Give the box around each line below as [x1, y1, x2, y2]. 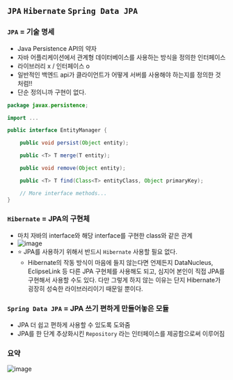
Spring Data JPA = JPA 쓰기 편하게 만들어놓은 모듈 [7, 303, 169, 313]
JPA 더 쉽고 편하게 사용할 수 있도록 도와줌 [17, 321, 131, 329]
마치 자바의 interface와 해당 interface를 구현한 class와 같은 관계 [17, 231, 193, 239]
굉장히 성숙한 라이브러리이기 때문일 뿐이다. [27, 284, 144, 293]
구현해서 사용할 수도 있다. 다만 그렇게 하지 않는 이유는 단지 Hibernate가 [27, 275, 221, 284]
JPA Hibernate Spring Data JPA [7, 6, 138, 16]
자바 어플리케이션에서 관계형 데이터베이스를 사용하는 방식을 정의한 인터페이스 [17, 53, 226, 61]
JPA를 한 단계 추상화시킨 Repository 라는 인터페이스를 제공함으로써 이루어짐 [17, 330, 225, 338]
